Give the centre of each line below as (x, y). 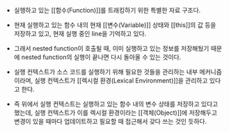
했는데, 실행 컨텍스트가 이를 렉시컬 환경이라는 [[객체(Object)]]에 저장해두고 (116, 113)
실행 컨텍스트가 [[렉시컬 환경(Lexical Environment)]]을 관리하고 (121, 81)
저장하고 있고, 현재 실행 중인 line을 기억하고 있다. (80, 34)
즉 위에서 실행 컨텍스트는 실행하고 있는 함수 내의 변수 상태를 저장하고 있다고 (116, 104)
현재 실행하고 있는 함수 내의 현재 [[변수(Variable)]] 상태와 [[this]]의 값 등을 (115, 25)
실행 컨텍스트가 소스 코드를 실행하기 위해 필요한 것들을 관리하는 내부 (106, 72)
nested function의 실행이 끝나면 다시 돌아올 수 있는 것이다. (101, 57)
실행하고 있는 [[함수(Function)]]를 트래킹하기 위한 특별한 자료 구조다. (107, 10)
